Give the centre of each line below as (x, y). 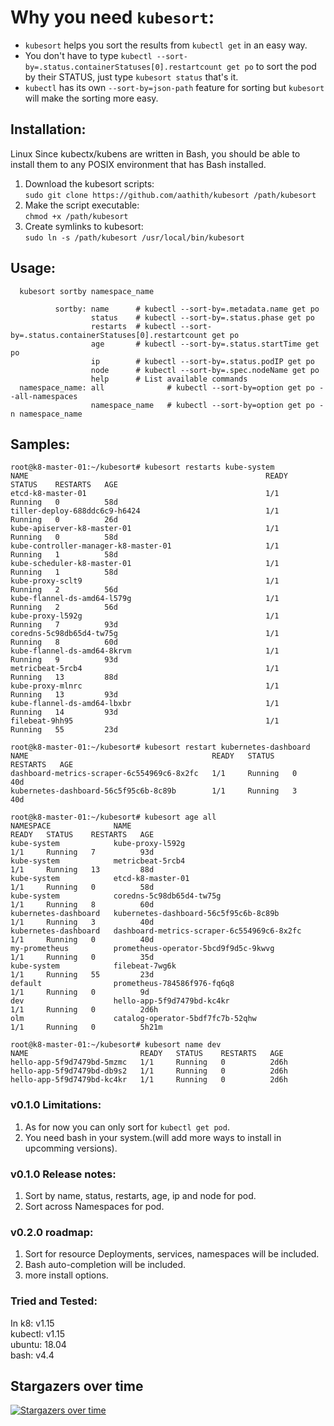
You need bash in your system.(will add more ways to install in (153, 1137)
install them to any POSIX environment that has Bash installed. (138, 164)
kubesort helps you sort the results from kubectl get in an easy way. (166, 45)
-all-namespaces (44, 396)
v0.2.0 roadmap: (52, 1232)
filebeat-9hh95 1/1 (145, 721)
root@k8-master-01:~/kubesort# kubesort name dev (116, 1045)
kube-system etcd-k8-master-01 (100, 879)
